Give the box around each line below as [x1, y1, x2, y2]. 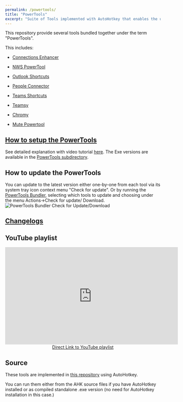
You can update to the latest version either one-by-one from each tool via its [5, 181, 160, 187]
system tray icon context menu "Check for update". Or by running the [5, 187, 146, 193]
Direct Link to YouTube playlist [52, 344, 114, 350]
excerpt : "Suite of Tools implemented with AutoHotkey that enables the [5, 16, 158, 21]
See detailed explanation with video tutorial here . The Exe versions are [5, 149, 148, 155]
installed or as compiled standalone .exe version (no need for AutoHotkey [5, 387, 154, 393]
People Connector [12, 83, 49, 89]
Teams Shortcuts [12, 92, 47, 99]
